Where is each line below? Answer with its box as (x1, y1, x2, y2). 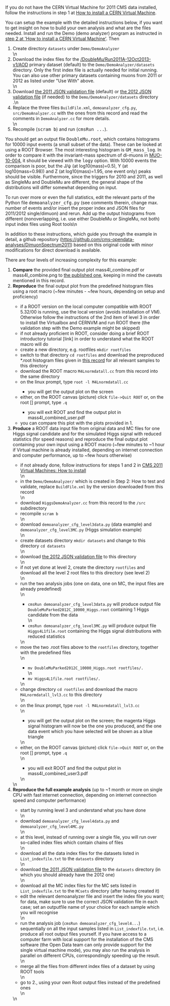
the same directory (20, 373, 60, 379)
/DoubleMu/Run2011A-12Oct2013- (80, 56, 151, 62)
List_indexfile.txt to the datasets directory (20, 856, 114, 862)
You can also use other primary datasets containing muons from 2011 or (12, 72, 163, 78)
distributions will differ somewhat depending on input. (5, 184, 118, 190)
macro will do (20, 341, 49, 347)
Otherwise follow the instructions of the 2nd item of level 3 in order (20, 314, 160, 320)
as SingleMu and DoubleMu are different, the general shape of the (5, 179, 143, 185)
